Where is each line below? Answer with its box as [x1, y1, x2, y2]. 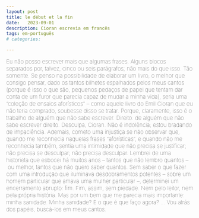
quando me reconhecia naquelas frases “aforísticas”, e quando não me [6, 135, 183, 143]
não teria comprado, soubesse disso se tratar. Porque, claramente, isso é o [6, 107, 192, 114]
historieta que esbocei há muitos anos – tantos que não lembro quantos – [6, 156, 189, 163]
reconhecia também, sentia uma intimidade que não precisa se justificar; [6, 142, 187, 150]
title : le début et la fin [6, 14, 73, 20]
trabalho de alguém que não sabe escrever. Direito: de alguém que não [6, 114, 184, 121]
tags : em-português [6, 31, 55, 37]
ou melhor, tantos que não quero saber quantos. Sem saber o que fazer [8, 163, 187, 171]
